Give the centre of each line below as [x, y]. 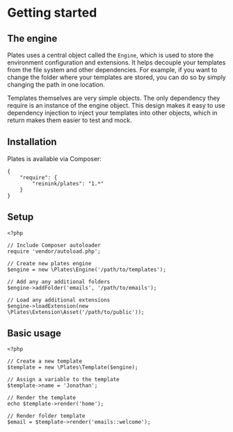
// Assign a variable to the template [63, 380]
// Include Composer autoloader [54, 245]
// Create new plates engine [49, 263]
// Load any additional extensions [59, 300]
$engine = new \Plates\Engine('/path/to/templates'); [87, 269]
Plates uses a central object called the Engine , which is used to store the [111, 55]
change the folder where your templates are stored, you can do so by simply [116, 77]
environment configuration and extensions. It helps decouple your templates [116, 63]
